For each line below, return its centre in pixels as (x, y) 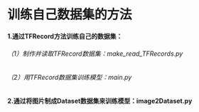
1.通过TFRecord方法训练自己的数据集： (65, 36)
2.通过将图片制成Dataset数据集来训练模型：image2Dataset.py (100, 101)
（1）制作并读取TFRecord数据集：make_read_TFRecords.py (95, 54)
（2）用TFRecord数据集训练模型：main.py (70, 77)
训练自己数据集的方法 (70, 15)
